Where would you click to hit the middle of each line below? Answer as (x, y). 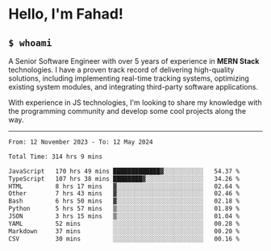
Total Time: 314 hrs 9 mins (56, 157)
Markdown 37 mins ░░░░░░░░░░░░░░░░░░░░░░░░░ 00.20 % (124, 231)
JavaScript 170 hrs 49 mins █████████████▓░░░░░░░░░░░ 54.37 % (124, 171)
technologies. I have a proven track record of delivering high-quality (121, 70)
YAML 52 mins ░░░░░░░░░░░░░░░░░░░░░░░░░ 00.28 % (124, 224)
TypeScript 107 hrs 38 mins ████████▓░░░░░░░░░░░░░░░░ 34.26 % (124, 178)
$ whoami (30, 43)
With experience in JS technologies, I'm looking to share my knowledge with (135, 102)
